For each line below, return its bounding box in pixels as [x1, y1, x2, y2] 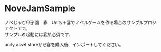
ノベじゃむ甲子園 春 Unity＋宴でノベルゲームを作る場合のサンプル [4, 19, 144, 25]
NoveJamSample [4, 3, 76, 14]
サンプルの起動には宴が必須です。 [4, 31, 73, 37]
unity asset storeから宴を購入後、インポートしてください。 [4, 41, 124, 47]
